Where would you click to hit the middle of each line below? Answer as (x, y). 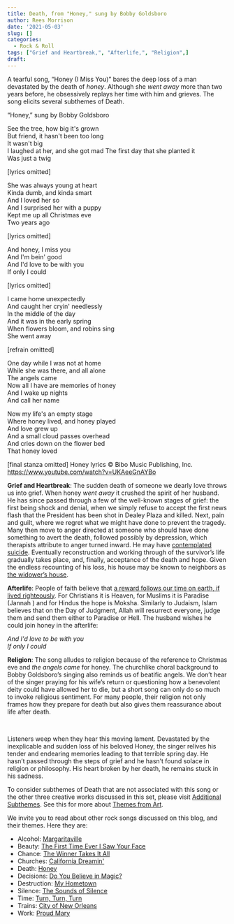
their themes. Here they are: (47, 825)
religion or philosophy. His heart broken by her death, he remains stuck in (113, 768)
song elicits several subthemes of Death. (66, 101)
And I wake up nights (38, 393)
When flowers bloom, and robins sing (61, 329)
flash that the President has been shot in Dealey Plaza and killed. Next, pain (116, 515)
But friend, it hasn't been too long (56, 136)
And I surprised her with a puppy (54, 208)
